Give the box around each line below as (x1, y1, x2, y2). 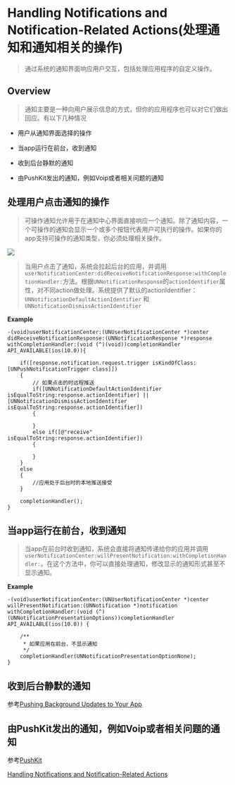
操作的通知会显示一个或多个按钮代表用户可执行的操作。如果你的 (37, 225, 222, 233)
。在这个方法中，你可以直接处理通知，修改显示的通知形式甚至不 (40, 560, 226, 568)
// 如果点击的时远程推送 (32, 379, 95, 386)
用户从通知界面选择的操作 (17, 128, 92, 137)
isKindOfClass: (152, 359, 197, 366)
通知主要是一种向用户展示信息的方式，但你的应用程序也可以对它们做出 (24, 104, 229, 113)
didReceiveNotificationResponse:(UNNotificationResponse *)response (7, 335, 212, 342)
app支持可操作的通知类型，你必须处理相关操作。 (24, 234, 165, 242)
